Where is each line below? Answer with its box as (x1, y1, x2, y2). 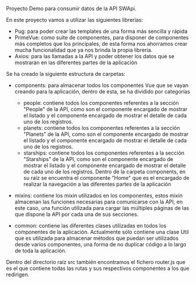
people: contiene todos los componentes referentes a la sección (23, 99, 179, 106)
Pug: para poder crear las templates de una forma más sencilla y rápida (14, 28, 188, 35)
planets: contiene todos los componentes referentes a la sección (23, 125, 180, 131)
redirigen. (6, 271, 30, 278)
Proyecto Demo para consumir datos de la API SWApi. (6, 5, 137, 12)
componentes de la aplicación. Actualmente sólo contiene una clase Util (14, 229, 189, 235)
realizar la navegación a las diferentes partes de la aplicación (23, 181, 171, 188)
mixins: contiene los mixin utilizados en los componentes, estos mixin (14, 192, 183, 199)
